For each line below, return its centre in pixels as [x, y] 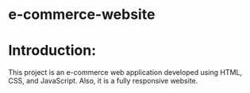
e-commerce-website [82, 15]
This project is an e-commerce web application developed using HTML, [125, 73]
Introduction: [52, 51]
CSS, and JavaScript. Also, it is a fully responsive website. [103, 81]
